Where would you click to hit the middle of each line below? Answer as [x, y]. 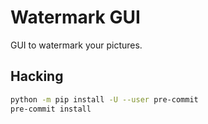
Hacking [37, 76]
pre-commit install [51, 109]
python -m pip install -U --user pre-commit [104, 99]
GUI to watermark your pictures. [76, 45]
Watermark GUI [75, 17]
